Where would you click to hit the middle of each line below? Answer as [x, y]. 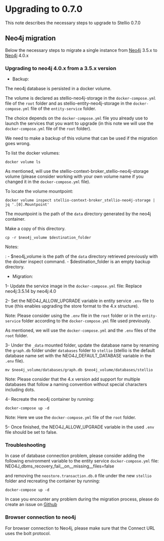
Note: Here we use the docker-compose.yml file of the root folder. [71, 418]
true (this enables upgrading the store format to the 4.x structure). [72, 306]
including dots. [20, 390]
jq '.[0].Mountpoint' [27, 205]
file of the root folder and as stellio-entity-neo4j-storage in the [68, 103]
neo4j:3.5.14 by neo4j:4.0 [31, 291]
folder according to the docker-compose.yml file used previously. [86, 321]
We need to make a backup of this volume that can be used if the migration [81, 138]
